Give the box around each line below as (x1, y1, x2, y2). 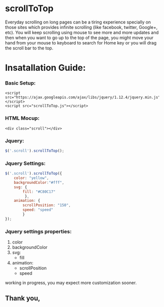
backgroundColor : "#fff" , (14, 180, 64, 185)
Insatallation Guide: (5, 62, 86, 73)
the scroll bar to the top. (5, 45, 54, 51)
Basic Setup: (5, 80, 36, 87)
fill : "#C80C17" (22, 189, 56, 194)
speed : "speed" (22, 207, 54, 213)
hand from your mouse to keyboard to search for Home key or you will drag (5, 40, 157, 45)
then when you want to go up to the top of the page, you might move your (5, 35, 154, 41)
